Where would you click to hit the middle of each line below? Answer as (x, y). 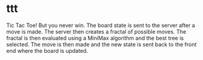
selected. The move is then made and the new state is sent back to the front (101, 44)
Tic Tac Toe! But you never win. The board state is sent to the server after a (101, 25)
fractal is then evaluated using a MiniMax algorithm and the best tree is (95, 38)
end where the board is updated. (47, 50)
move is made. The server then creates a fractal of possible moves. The (96, 31)
